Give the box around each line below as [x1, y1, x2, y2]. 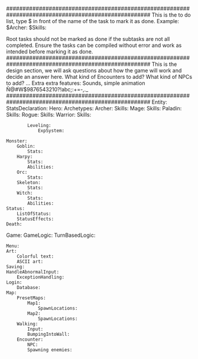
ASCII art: [17, 259, 44, 265]
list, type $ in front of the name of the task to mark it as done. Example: [6, 18, 179, 24]
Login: [6, 279, 22, 285]
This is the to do [151, 11, 191, 18]
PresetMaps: [17, 295, 46, 301]
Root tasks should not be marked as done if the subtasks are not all [6, 36, 170, 42]
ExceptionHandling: [17, 274, 65, 280]
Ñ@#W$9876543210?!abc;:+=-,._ [6, 86, 89, 93]
